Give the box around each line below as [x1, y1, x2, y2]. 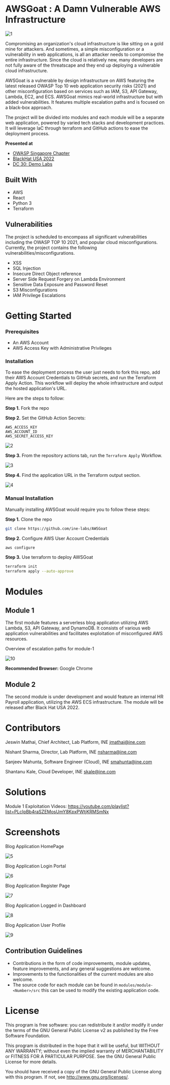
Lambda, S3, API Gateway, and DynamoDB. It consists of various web [5, 625, 151, 631]
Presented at [5, 140, 33, 146]
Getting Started [5, 310, 72, 321]
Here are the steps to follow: [5, 395, 64, 402]
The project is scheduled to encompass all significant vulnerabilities [5, 233, 147, 239]
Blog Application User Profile [5, 922, 66, 928]
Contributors [5, 722, 61, 734]
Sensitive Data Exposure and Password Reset [12, 281, 108, 287]
